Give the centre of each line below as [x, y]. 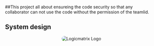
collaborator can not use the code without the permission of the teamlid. [77, 12]
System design [28, 27]
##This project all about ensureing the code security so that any [69, 7]
